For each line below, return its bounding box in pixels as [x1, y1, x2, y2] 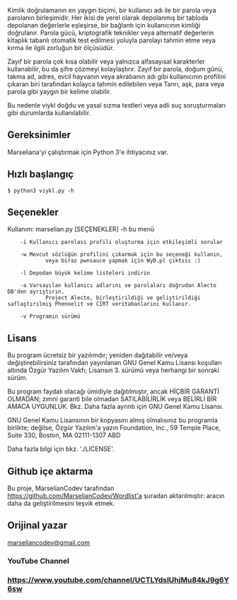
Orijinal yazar [7, 519, 68, 531]
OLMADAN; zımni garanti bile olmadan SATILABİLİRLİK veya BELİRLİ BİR [7, 395, 217, 403]
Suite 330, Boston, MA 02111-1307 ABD [7, 431, 121, 439]
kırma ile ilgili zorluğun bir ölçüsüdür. [7, 44, 115, 52]
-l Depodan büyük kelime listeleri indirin [20, 270, 151, 277]
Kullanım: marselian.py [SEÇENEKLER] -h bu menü [7, 225, 155, 233]
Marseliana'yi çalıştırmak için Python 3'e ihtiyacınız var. [7, 148, 168, 156]
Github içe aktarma [7, 465, 93, 477]
